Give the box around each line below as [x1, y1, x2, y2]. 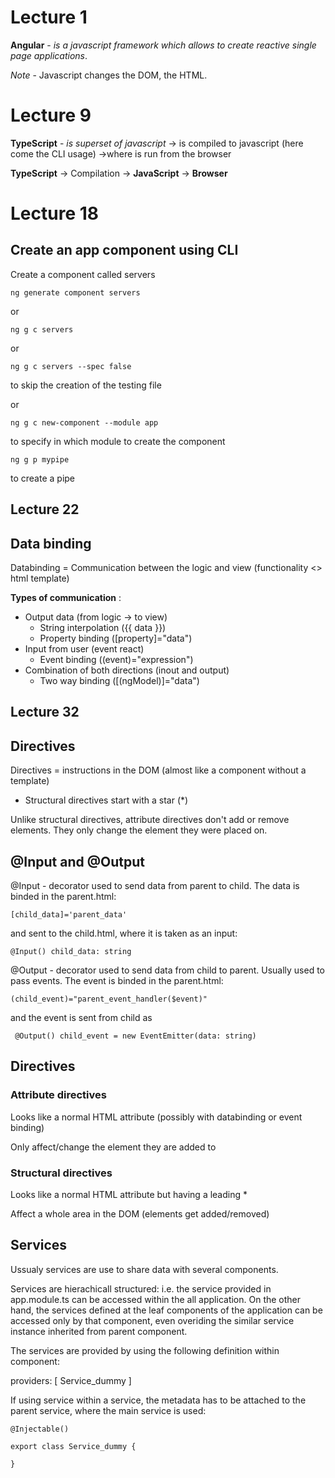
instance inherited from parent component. [10, 1325, 188, 1337]
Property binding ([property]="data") [39, 632, 193, 645]
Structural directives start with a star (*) [24, 794, 189, 806]
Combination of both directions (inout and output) [24, 664, 230, 676]
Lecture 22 [10, 501, 80, 518]
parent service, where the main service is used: [10, 1404, 207, 1416]
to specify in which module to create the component [10, 435, 226, 447]
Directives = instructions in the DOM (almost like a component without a [10, 764, 307, 776]
